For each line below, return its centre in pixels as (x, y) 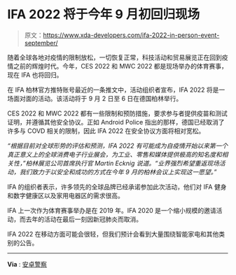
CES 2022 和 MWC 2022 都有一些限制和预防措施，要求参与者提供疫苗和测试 (117, 113)
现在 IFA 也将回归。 (35, 75)
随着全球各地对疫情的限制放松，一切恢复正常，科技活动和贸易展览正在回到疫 (118, 57)
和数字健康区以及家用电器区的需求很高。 (65, 195)
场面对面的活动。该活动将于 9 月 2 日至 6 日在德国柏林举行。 (95, 98)
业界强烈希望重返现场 (188, 163)
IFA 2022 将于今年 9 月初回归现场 (104, 14)
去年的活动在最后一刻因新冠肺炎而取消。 (84, 219)
